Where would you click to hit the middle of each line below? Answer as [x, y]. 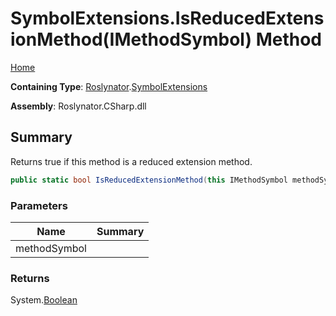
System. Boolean [44, 300]
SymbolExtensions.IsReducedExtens [167, 18]
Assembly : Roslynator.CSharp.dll [78, 106]
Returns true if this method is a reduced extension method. [131, 161]
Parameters [39, 205]
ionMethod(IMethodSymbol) [131, 39]
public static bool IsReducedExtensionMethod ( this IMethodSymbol [149, 180]
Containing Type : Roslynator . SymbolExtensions [109, 86]
